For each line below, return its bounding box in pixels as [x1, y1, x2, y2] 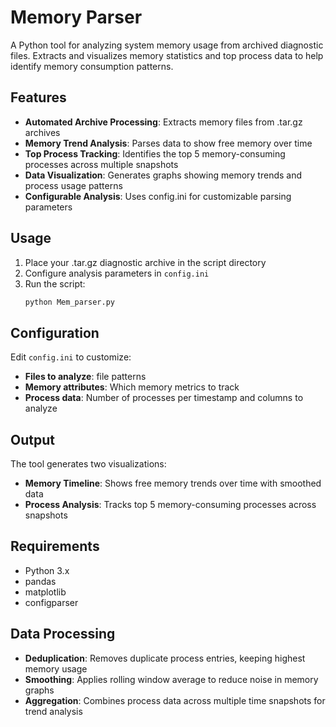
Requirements [10, 538, 100, 555]
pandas [24, 575, 57, 587]
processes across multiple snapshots [24, 158, 179, 170]
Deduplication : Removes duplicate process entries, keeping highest [24, 652, 306, 664]
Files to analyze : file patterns [24, 371, 147, 383]
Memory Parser [10, 6, 143, 29]
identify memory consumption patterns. [10, 60, 174, 72]
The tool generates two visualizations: [10, 458, 167, 470]
